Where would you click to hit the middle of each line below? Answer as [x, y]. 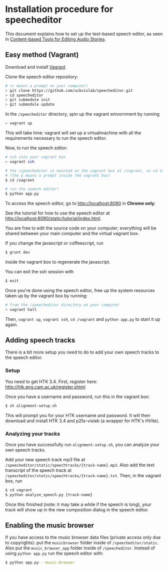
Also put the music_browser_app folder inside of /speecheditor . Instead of [80, 548]
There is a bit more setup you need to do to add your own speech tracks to [82, 352]
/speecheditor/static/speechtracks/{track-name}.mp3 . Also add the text [80, 465]
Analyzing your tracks [33, 434]
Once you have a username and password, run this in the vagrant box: [77, 397]
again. [12, 324]
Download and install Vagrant [35, 67]
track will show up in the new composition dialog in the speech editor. [77, 509]
